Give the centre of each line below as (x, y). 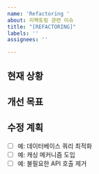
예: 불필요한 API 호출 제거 (52, 163)
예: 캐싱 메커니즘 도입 (46, 154)
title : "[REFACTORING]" (42, 27)
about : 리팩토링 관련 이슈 (40, 20)
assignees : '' (28, 40)
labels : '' (23, 33)
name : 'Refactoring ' (39, 14)
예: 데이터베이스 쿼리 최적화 (55, 146)
